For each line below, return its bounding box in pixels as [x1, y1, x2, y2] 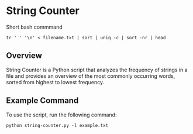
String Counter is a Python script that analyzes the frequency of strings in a [6, 66, 188, 73]
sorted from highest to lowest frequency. [6, 78, 105, 85]
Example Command [6, 95, 79, 106]
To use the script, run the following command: [6, 111, 117, 118]
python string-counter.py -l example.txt [6, 122, 109, 128]
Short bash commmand [6, 23, 63, 30]
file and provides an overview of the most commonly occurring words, [6, 72, 175, 80]
